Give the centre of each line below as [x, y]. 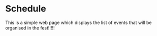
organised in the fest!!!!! [30, 27]
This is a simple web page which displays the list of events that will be [78, 22]
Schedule [26, 9]
